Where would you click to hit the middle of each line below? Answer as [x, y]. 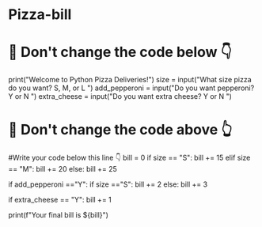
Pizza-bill [40, 15]
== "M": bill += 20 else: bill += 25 [63, 169]
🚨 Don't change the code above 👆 [120, 130]
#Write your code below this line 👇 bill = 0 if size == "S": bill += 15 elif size [129, 158]
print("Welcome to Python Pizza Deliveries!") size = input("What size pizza [130, 80]
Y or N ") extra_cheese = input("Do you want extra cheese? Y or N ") [120, 96]
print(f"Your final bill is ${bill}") [59, 215]
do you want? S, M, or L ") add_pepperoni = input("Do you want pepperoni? [131, 88]
